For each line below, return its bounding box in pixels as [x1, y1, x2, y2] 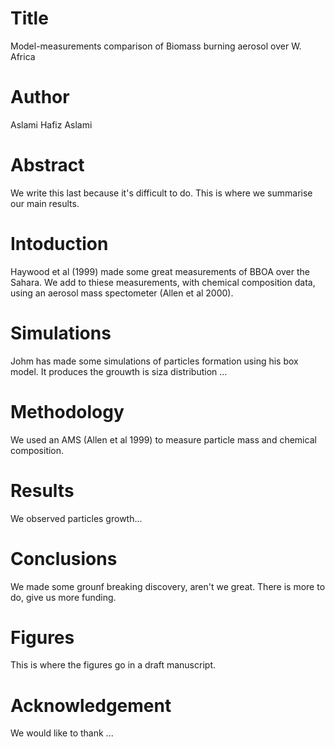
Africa [10, 50, 36, 62]
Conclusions [10, 547, 118, 570]
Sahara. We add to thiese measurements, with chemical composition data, [10, 276, 316, 288]
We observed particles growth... [10, 512, 143, 524]
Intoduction [10, 233, 109, 255]
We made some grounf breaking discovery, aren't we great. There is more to [10, 580, 326, 592]
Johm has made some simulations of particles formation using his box [10, 355, 299, 367]
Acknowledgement [10, 694, 172, 717]
